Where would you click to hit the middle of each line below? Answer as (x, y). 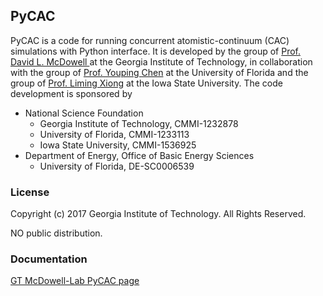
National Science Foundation (84, 113)
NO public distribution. (56, 233)
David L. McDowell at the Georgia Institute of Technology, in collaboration (161, 61)
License (30, 192)
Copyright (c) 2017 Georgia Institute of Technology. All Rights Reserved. (158, 214)
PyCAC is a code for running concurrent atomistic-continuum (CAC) (150, 40)
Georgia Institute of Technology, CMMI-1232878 (139, 123)
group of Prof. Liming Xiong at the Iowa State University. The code (146, 83)
